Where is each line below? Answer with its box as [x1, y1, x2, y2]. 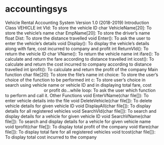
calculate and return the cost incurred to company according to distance [5, 61, 152, 67]
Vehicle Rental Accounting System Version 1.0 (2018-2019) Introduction [5, 20, 149, 25]
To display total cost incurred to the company [5, 134, 97, 140]
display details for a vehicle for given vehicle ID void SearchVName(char [5, 113, 151, 119]
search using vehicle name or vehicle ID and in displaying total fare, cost [5, 82, 152, 88]
